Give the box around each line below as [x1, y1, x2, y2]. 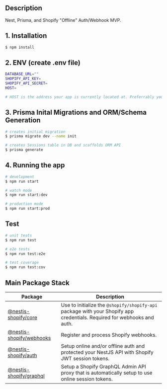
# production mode [5, 201, 43, 207]
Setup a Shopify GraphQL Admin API [61, 363, 147, 370]
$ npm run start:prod [5, 206, 50, 211]
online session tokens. [61, 375, 113, 382]
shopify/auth [7, 352, 37, 359]
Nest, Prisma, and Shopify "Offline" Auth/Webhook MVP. [5, 17, 121, 23]
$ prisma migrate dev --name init [5, 134, 77, 139]
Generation [5, 116, 41, 125]
